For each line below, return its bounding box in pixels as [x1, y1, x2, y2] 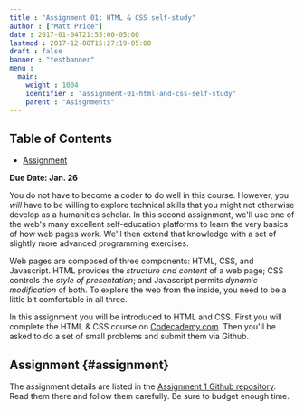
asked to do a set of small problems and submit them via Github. [9, 331, 250, 342]
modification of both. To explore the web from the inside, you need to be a [9, 284, 287, 295]
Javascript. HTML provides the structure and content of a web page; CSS [9, 265, 284, 276]
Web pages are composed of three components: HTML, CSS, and [9, 255, 254, 267]
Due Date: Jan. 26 [9, 173, 79, 184]
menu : [9, 64, 34, 73]
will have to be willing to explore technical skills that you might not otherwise [9, 200, 295, 211]
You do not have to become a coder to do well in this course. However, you [9, 190, 290, 201]
